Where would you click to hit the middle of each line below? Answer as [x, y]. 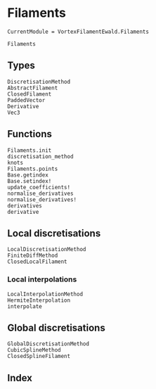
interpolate [25, 306]
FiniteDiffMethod [33, 256]
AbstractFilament [33, 88]
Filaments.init [30, 150]
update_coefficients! [39, 187]
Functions [30, 134]
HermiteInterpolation [39, 300]
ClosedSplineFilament [39, 357]
